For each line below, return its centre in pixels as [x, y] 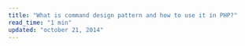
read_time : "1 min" [40, 23]
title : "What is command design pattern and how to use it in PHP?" [123, 15]
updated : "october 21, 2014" [56, 30]
